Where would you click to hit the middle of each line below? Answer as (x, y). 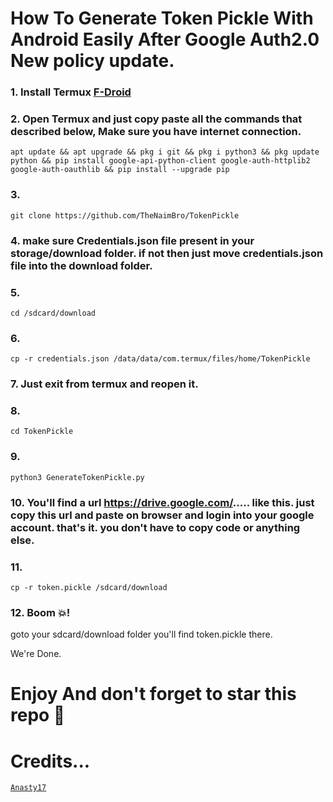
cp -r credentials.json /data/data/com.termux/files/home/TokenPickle (160, 359)
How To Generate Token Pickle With (162, 18)
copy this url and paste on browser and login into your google (162, 515)
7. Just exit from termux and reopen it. (104, 384)
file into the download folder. (81, 265)
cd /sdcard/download (53, 313)
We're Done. (36, 654)
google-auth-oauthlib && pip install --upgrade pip (120, 170)
